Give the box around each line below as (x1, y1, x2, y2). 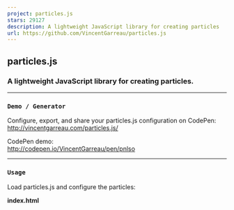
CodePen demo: (7, 137, 54, 146)
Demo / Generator (7, 102, 66, 110)
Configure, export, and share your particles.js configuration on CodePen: (7, 116, 217, 125)
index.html (7, 196, 40, 204)
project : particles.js (7, 10, 73, 17)
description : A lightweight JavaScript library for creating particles (7, 23, 219, 30)
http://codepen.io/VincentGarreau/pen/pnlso (7, 145, 136, 153)
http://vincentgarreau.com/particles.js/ (7, 124, 118, 132)
